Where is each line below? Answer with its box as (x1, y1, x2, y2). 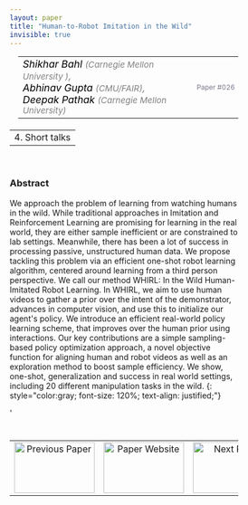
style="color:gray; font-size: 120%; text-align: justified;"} (9, 390, 222, 401)
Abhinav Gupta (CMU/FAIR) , (23, 81, 146, 95)
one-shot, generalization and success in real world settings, (9, 370, 233, 381)
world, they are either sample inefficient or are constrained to (9, 226, 238, 237)
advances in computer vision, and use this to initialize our (9, 303, 224, 314)
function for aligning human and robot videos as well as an (9, 351, 228, 362)
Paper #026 (196, 82, 235, 91)
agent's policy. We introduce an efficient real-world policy (9, 313, 225, 324)
